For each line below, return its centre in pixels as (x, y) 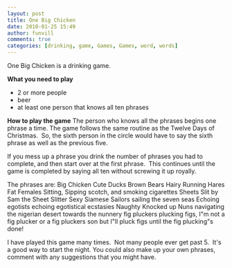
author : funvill (30, 33)
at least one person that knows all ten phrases (83, 107)
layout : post (26, 14)
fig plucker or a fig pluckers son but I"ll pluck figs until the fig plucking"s (110, 221)
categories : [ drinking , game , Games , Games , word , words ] (92, 46)
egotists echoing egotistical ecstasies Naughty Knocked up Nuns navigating (116, 207)
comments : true (29, 40)
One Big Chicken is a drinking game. (59, 66)
